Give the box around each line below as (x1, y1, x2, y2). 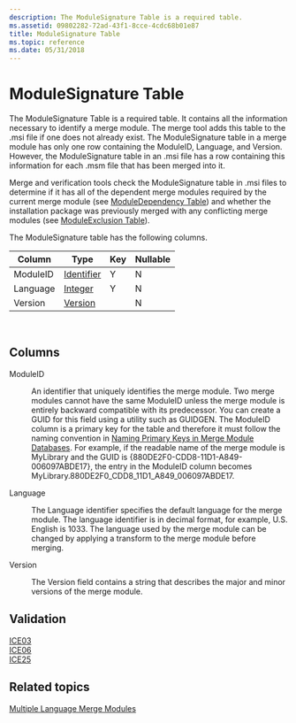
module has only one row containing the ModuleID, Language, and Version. (9, 142, 283, 152)
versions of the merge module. (31, 586, 143, 596)
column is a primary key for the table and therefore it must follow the (31, 423, 281, 434)
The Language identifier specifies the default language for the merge (31, 504, 283, 515)
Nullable (134, 253, 171, 265)
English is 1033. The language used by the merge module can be (31, 523, 267, 534)
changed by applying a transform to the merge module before (31, 533, 256, 543)
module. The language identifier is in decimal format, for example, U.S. (31, 514, 288, 525)
